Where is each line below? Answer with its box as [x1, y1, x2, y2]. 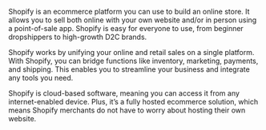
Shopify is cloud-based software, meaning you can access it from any [8, 89, 240, 98]
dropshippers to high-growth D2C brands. [8, 32, 147, 41]
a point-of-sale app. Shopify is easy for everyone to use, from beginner [8, 24, 244, 33]
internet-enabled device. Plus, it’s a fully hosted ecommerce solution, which [8, 97, 259, 106]
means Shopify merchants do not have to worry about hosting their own [8, 105, 246, 115]
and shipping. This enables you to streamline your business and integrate [8, 65, 250, 74]
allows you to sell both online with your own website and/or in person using [8, 15, 257, 25]
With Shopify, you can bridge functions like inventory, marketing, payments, [8, 56, 259, 65]
